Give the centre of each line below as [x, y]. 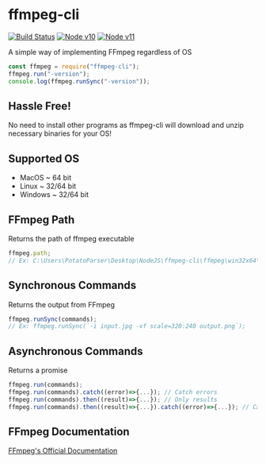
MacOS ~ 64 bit [46, 178]
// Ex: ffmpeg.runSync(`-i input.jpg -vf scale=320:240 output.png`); [127, 326]
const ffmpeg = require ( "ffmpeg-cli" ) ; [74, 66]
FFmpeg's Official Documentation [63, 451]
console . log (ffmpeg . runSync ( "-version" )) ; [79, 81]
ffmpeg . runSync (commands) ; [53, 319]
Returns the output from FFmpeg [62, 304]
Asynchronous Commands [76, 351]
